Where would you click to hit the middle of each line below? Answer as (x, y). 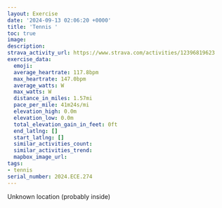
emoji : (23, 66)
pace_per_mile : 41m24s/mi (52, 105)
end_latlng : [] (36, 131)
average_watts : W (39, 85)
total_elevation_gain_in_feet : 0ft (66, 124)
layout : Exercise (33, 14)
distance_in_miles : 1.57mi (53, 99)
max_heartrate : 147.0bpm (50, 79)
